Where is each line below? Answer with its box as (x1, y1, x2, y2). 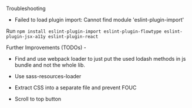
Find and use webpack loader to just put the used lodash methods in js (14, 55, 186, 62)
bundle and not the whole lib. (14, 61, 85, 68)
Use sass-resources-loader (14, 73, 82, 79)
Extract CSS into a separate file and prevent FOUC (14, 84, 137, 91)
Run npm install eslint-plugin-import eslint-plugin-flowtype (6, 27, 162, 34)
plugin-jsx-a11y (6, 34, 46, 40)
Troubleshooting (6, 5, 46, 12)
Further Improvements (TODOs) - (6, 44, 86, 51)
